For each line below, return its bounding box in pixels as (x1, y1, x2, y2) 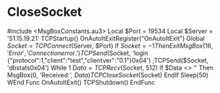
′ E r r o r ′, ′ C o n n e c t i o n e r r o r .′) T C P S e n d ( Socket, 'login (7, 49, 149, 57)
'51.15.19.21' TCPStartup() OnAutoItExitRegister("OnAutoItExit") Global (7, 34, 205, 42)
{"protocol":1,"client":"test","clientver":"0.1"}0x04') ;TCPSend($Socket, (7, 56, 209, 64)
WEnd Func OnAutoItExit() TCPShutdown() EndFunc (7, 78, 156, 86)
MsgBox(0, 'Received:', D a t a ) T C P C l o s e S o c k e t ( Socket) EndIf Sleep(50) (7, 70, 209, 79)
